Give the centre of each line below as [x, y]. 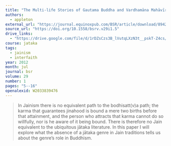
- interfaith [24, 57]
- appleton [21, 19]
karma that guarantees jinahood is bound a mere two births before [87, 111]
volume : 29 [17, 77]
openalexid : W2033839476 [32, 91]
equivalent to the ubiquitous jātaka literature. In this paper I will [83, 127]
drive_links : [19, 34]
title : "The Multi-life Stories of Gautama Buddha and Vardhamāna [77, 10]
